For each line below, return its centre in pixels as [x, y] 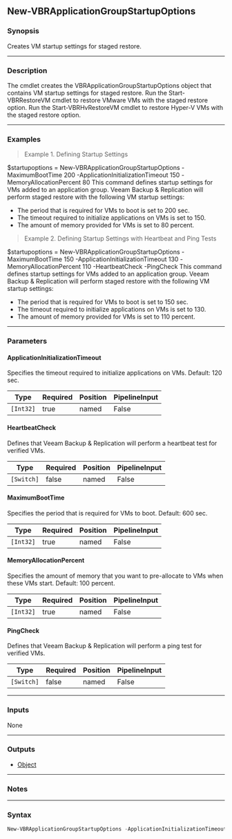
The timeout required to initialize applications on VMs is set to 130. [112, 310]
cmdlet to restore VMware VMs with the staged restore [130, 100]
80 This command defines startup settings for [147, 182]
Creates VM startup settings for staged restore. [74, 46]
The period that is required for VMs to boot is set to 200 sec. [103, 211]
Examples [24, 139]
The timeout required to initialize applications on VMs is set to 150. [112, 218]
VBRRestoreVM [29, 100]
